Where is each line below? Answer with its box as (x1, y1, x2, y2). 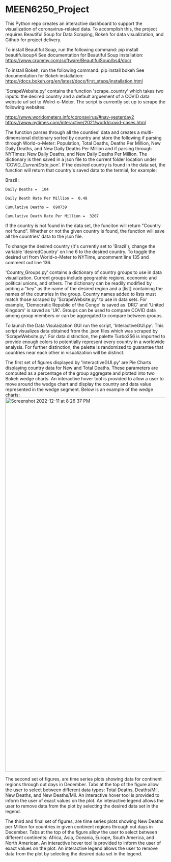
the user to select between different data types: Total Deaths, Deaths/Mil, (5, 787, 159, 793)
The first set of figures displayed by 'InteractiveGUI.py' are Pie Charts (5, 359, 151, 365)
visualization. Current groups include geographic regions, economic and (5, 274, 157, 281)
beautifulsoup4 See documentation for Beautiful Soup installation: (5, 52, 144, 58)
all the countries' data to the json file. (5, 233, 83, 239)
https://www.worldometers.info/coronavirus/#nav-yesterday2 (5, 114, 134, 120)
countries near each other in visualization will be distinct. (5, 349, 125, 355)
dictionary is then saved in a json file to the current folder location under (5, 156, 157, 162)
